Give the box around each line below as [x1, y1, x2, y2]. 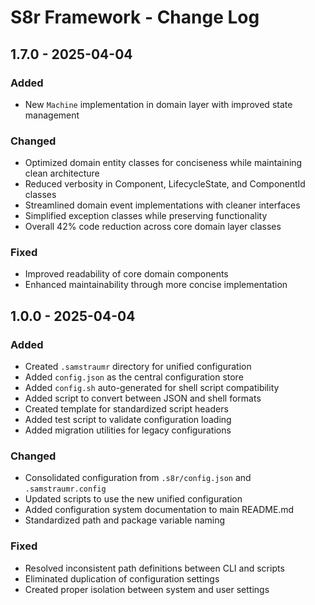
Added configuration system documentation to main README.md [24, 504, 295, 516]
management [24, 109, 80, 121]
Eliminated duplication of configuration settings [24, 572, 220, 585]
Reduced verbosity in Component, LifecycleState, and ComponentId [24, 178, 306, 190]
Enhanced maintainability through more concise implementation [24, 279, 288, 291]
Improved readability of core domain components [24, 268, 229, 280]
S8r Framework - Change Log [10, 6, 260, 29]
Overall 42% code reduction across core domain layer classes [24, 221, 282, 233]
